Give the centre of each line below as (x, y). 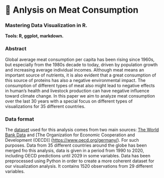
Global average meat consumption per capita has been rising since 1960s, (80, 59)
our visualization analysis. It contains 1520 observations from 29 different (79, 166)
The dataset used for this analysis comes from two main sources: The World (82, 130)
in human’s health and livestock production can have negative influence (77, 91)
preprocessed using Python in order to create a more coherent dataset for (80, 161)
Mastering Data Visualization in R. (46, 25)
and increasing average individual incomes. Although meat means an (75, 70)
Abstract (16, 49)
